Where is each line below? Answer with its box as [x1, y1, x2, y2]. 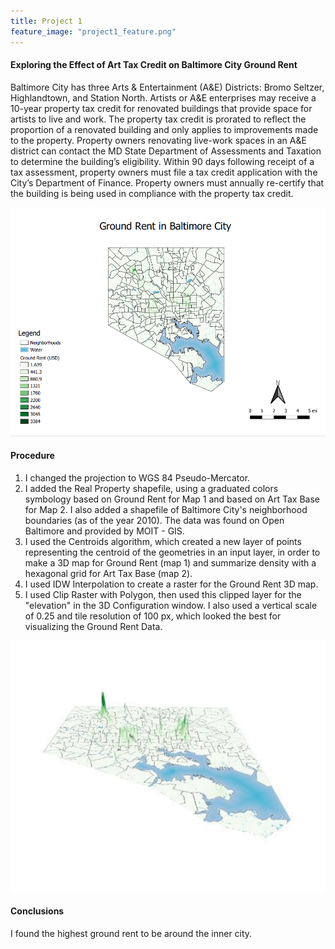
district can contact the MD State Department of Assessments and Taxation [10, 145, 322, 157]
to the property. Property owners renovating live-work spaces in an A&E [10, 134, 307, 146]
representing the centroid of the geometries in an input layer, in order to [24, 546, 321, 559]
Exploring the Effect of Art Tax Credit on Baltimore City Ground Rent [10, 59, 298, 71]
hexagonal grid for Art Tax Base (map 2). [24, 568, 193, 580]
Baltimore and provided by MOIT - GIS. [24, 525, 185, 537]
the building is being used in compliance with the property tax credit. [10, 187, 294, 199]
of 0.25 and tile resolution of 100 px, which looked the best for [24, 610, 282, 622]
